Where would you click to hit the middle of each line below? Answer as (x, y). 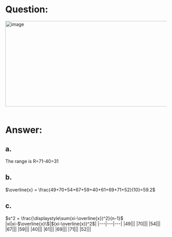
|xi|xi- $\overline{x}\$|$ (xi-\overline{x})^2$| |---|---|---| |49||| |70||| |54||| (83, 224)
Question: (27, 9)
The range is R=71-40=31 (32, 161)
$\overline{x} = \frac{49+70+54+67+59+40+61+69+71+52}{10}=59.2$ (80, 190)
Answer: (24, 130)
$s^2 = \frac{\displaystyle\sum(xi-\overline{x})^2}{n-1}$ (64, 218)
